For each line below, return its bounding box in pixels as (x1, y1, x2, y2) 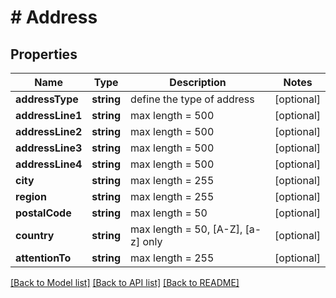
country (15, 229, 55, 242)
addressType (15, 92, 79, 106)
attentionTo (15, 251, 72, 265)
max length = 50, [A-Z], (130, 222, 243, 236)
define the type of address (130, 92, 255, 106)
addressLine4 (15, 157, 83, 171)
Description (169, 76, 227, 89)
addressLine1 (15, 109, 83, 122)
